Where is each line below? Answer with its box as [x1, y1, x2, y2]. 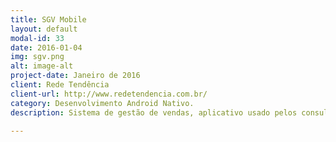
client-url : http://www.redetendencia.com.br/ [10, 89, 208, 99]
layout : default [10, 24, 78, 34]
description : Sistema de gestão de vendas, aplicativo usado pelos [10, 107, 298, 118]
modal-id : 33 [10, 33, 65, 43]
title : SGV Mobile [10, 14, 87, 25]
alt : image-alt [10, 61, 74, 71]
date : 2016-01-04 [10, 42, 83, 53]
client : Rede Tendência [10, 80, 110, 90]
